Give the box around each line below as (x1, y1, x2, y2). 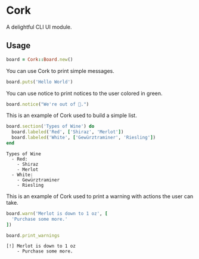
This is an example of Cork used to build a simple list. (6, 112, 137, 119)
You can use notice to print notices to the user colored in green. (6, 90, 163, 97)
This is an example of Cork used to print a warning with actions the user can (6, 192, 194, 200)
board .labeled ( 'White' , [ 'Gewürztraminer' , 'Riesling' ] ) (11, 135, 156, 141)
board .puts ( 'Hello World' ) (6, 79, 73, 85)
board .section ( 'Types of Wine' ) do (6, 124, 95, 129)
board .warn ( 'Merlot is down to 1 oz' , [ (6, 210, 108, 217)
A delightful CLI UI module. (6, 23, 73, 30)
